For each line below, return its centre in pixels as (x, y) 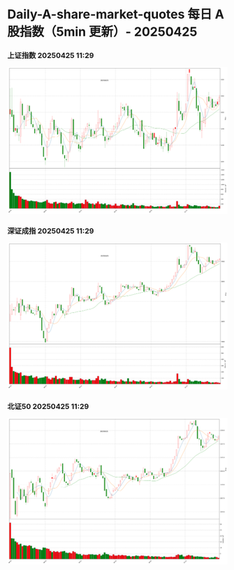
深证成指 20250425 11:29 (51, 230)
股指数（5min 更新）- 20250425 (102, 32)
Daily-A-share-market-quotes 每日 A (116, 14)
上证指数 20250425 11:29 (51, 55)
